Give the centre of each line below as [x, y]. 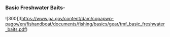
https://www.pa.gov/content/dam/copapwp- [67, 19]
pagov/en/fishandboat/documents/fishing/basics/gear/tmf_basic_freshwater [85, 24]
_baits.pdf [16, 29]
